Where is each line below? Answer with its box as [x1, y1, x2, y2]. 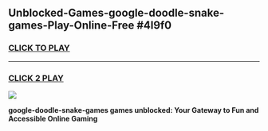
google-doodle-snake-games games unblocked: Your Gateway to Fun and [8, 105, 259, 114]
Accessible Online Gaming [8, 114, 98, 123]
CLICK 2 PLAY [8, 72, 64, 83]
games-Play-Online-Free [8, 19, 135, 33]
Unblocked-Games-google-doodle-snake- [8, 6, 225, 20]
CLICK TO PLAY [8, 43, 70, 54]
